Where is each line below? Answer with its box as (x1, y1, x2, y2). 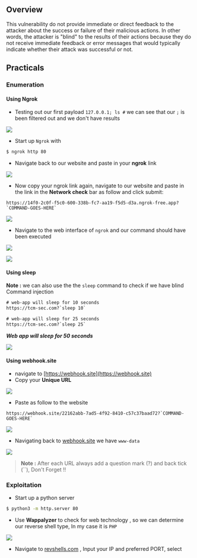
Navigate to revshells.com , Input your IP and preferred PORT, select (14, 546, 182, 553)
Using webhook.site (6, 357, 57, 364)
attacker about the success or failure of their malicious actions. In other (6, 27, 181, 34)
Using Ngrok (6, 95, 38, 103)
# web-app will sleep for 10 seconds (6, 299, 100, 306)
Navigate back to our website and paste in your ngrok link (14, 160, 157, 167)
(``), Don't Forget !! (20, 466, 66, 473)
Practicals (6, 63, 45, 73)
